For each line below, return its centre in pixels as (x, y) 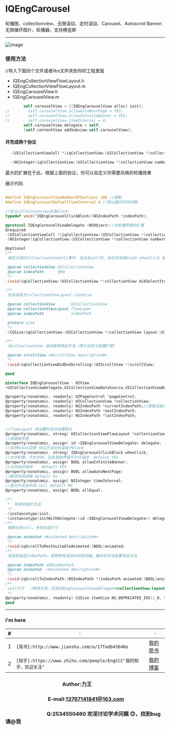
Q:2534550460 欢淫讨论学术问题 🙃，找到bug (103, 714)
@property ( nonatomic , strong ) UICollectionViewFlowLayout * (70, 434)
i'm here (16, 620)
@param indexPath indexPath (50, 314)
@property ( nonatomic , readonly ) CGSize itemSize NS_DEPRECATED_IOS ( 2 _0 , (83, 598)
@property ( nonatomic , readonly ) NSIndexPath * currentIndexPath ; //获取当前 (84, 406)
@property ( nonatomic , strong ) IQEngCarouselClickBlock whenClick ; (77, 453)
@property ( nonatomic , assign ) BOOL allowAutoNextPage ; (64, 472)
